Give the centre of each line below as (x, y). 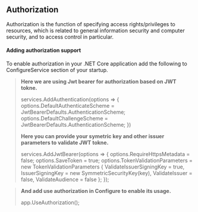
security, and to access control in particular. (60, 37)
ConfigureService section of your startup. (57, 70)
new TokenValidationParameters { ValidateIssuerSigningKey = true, (103, 167)
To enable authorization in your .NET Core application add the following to (97, 64)
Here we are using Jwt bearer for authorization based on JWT (98, 82)
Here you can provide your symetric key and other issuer (92, 136)
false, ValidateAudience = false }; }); (65, 180)
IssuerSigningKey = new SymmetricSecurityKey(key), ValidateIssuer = (106, 173)
